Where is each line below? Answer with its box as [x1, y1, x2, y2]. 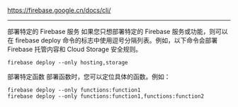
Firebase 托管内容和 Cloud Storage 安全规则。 [7, 45, 142, 53]
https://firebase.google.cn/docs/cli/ [7, 6, 111, 14]
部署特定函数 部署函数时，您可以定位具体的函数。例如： [7, 72, 171, 81]
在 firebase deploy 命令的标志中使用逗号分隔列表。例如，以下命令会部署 [7, 36, 218, 45]
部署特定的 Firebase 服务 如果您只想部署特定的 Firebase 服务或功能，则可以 [7, 28, 228, 35]
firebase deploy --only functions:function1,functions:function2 [7, 93, 204, 100]
